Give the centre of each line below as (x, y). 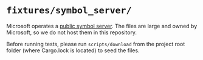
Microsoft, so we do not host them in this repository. (72, 32)
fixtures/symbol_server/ (69, 10)
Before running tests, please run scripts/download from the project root (96, 44)
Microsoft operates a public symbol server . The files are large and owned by (102, 26)
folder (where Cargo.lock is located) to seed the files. (73, 50)
